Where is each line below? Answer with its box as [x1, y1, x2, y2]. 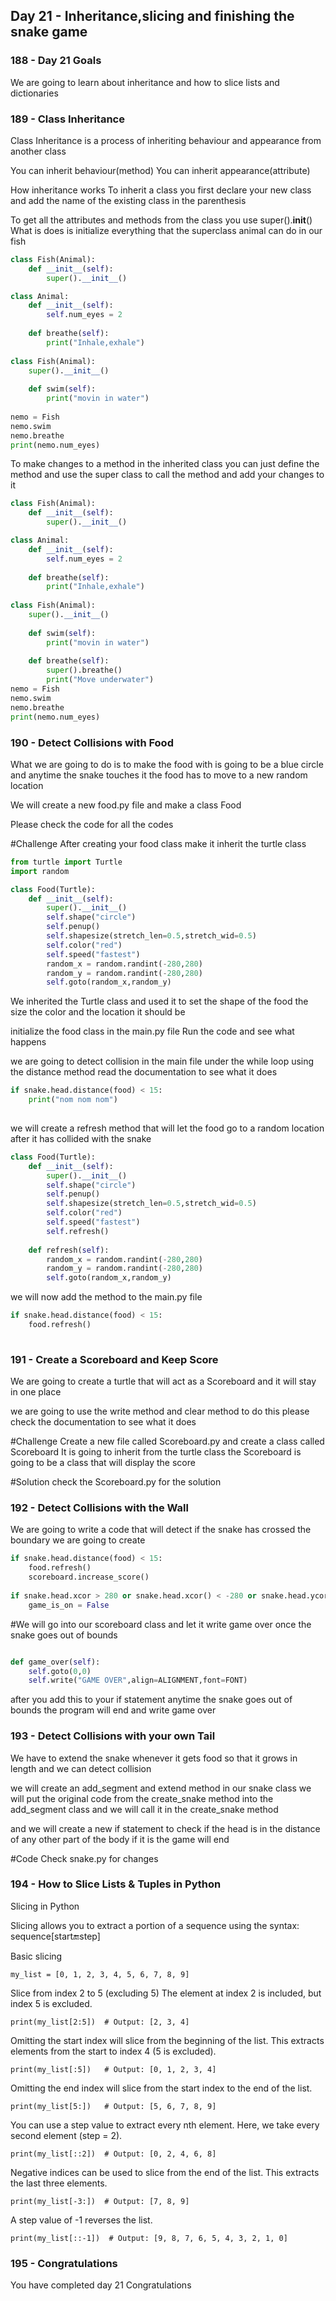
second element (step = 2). [10, 2129, 123, 2141]
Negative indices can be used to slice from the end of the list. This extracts [10, 2166, 320, 2178]
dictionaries [10, 87, 59, 99]
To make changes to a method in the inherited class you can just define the [10, 458, 320, 470]
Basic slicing [10, 1950, 63, 1962]
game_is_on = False [28, 1600, 110, 1610]
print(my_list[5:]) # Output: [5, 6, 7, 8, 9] [10, 2101, 217, 2111]
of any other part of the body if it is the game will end [10, 1833, 230, 1845]
